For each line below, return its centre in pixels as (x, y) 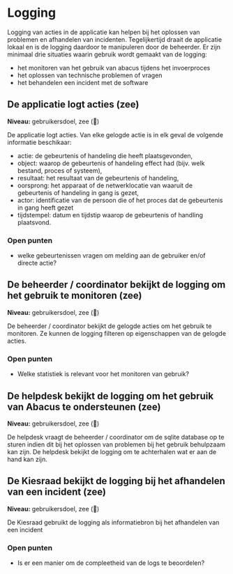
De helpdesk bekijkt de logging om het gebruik (111, 396)
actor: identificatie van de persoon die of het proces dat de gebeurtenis (120, 200)
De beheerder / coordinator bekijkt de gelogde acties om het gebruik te (110, 326)
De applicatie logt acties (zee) (73, 105)
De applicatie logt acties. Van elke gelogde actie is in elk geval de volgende (115, 134)
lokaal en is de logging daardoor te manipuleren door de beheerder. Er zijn (114, 47)
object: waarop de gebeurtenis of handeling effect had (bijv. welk (111, 163)
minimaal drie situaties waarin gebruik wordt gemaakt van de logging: (107, 54)
